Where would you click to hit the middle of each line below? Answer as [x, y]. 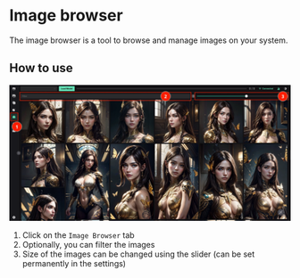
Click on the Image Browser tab [79, 235]
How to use [41, 68]
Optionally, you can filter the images [88, 245]
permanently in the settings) [74, 264]
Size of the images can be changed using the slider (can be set [138, 254]
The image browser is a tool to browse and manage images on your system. [149, 40]
